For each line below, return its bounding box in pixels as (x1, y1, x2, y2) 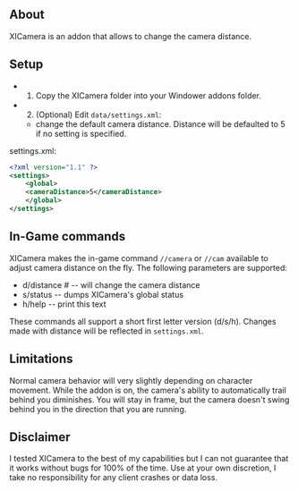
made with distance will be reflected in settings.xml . (9, 326, 204, 336)
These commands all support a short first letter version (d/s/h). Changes (9, 316, 277, 326)
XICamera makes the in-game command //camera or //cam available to (9, 252, 268, 263)
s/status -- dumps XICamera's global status (21, 289, 184, 300)
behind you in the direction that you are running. (9, 403, 187, 414)
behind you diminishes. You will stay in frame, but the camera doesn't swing (9, 394, 290, 405)
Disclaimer (9, 429, 71, 444)
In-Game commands (9, 229, 126, 244)
